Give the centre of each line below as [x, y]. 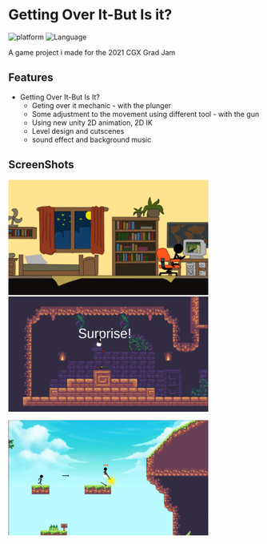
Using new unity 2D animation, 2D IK [92, 123]
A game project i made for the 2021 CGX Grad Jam [92, 52]
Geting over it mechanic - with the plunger [102, 105]
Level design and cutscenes [78, 131]
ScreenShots [41, 165]
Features [31, 78]
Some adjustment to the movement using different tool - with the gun [145, 114]
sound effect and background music [92, 139]
